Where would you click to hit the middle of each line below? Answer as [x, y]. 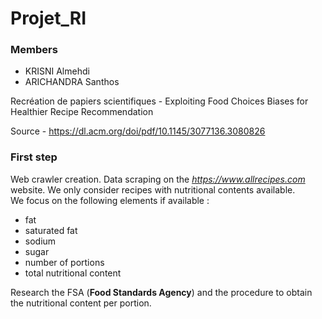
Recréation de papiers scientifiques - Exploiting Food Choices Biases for [159, 101]
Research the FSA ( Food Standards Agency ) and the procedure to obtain [161, 292]
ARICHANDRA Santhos [72, 82]
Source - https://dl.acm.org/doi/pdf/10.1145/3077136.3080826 [138, 131]
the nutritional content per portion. [81, 303]
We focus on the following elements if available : [110, 200]
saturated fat [51, 230]
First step [34, 157]
